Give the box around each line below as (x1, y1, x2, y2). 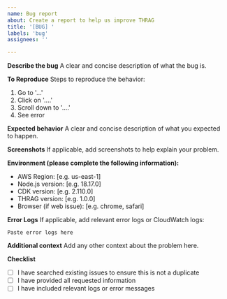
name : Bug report (7, 10, 58, 17)
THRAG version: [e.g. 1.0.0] (17, 195, 96, 203)
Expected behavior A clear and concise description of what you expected (7, 124, 221, 133)
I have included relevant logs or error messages (17, 284, 155, 293)
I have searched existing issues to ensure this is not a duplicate (17, 268, 200, 277)
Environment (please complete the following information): (7, 159, 180, 168)
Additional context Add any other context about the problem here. (7, 242, 199, 250)
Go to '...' (17, 89, 43, 97)
